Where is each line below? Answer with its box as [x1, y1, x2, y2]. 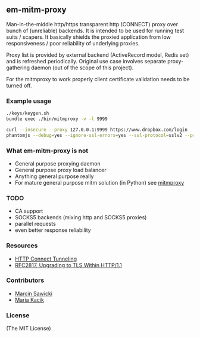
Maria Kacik [14, 296, 45, 304]
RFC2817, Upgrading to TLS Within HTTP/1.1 [14, 261, 122, 268]
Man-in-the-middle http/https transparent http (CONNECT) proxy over [6, 20, 179, 27]
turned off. [6, 82, 32, 89]
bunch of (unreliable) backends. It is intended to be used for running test [6, 27, 185, 34]
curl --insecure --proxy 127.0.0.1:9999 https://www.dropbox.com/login [6, 127, 187, 133]
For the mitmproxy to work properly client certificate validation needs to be [6, 75, 190, 82]
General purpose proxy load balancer [14, 166, 107, 173]
